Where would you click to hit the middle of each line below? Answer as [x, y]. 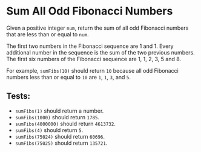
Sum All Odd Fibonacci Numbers [90, 11]
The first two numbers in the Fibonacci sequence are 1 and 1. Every [90, 46]
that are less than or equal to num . [48, 34]
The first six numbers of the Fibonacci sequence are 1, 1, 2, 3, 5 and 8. [94, 59]
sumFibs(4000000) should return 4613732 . [65, 124]
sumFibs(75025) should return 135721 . [61, 143]
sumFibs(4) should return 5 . [49, 130]
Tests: [18, 96]
